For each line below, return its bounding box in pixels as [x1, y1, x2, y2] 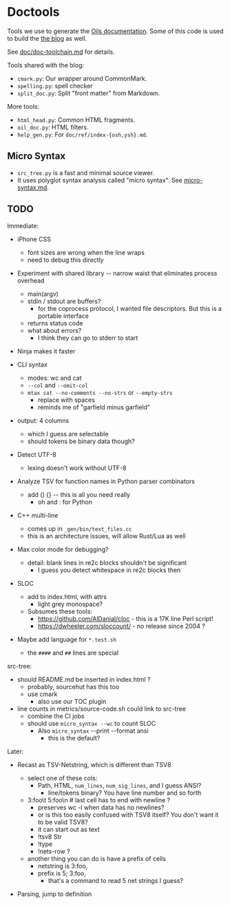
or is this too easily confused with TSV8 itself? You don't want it [37, 811, 219, 819]
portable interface [37, 312, 90, 320]
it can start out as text [37, 825, 100, 833]
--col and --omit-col [27, 380, 88, 389]
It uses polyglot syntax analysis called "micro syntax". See [17, 176, 182, 184]
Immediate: [7, 221, 39, 230]
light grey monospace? [37, 600, 103, 608]
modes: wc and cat [27, 374, 82, 382]
